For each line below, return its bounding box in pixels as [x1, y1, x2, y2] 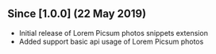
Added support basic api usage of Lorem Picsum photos [18, 37, 204, 46]
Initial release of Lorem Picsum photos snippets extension [18, 28, 208, 37]
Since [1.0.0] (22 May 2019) [7, 7, 147, 21]
